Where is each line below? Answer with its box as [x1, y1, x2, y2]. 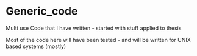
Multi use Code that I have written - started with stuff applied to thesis [5, 24, 182, 32]
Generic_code [5, 4, 78, 18]
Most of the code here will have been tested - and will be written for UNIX [5, 36, 192, 43]
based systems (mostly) [5, 43, 66, 50]
